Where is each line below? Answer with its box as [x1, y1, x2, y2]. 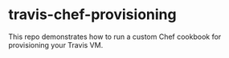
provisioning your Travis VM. [8, 40, 104, 49]
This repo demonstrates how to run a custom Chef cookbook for [8, 32, 222, 41]
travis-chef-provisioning [8, 6, 177, 24]
